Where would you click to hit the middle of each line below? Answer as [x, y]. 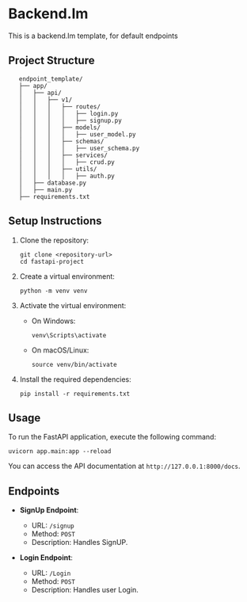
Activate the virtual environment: [73, 305]
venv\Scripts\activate [69, 335]
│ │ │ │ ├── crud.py [66, 162]
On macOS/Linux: [60, 350]
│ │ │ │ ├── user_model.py [77, 134]
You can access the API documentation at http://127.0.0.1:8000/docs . [124, 466]
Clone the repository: [54, 240]
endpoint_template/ [51, 79]
